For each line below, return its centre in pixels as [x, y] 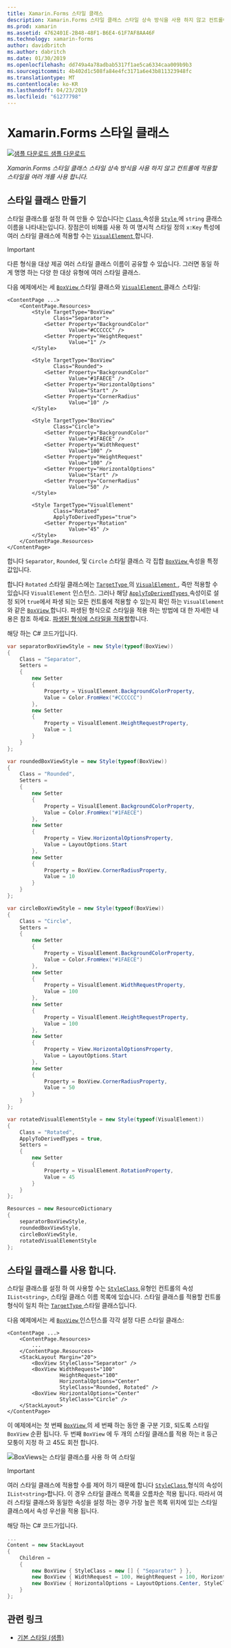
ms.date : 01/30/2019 [37, 59]
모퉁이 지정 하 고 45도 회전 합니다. [53, 1443]
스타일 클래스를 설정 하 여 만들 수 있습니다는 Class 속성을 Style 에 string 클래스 [115, 218]
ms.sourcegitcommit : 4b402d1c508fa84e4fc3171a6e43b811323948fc [100, 71]
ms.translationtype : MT [41, 78]
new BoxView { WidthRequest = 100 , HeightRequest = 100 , [115, 1577]
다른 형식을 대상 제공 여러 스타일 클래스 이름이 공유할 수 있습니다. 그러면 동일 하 [113, 263]
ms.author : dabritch [37, 52]
